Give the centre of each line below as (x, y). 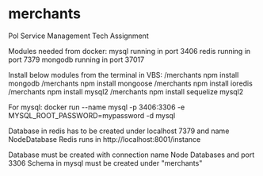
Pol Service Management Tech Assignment (78, 36)
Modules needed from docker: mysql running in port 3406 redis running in (130, 51)
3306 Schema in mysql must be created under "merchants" (105, 163)
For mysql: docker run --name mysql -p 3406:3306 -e (97, 107)
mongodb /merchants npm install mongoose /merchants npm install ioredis (131, 83)
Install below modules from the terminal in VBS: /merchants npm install (124, 75)
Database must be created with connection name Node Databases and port (131, 155)
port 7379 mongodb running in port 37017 (76, 59)
